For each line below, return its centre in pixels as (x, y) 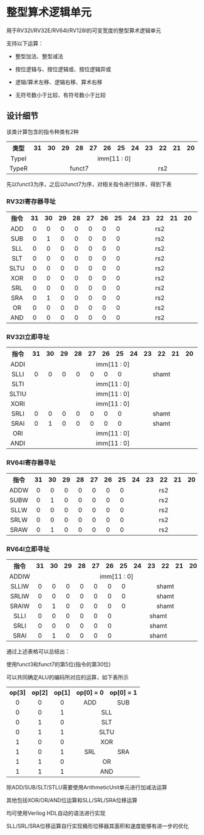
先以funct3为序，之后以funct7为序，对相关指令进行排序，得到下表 (89, 184)
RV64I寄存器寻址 (31, 463)
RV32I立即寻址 (28, 336)
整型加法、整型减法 (39, 56)
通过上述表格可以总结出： (38, 651)
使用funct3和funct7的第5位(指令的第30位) (59, 664)
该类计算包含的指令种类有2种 (42, 132)
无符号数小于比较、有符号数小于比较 (60, 95)
